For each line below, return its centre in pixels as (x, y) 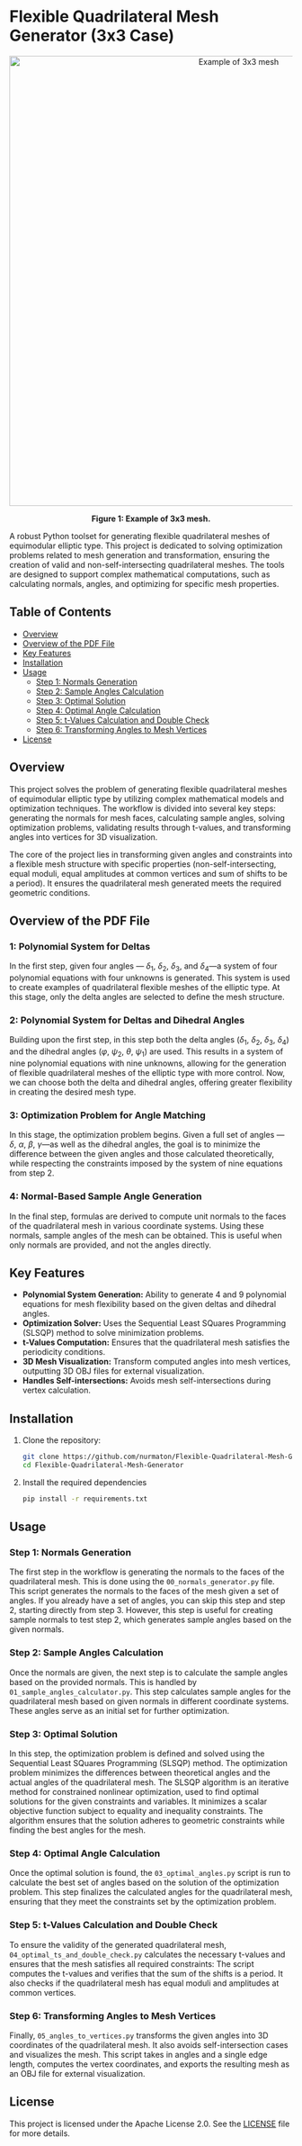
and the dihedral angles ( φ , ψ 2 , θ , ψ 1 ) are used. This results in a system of (147, 1052)
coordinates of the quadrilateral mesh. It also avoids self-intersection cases (149, 2044)
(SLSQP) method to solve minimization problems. (113, 1333)
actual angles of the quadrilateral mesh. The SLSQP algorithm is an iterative (149, 1782)
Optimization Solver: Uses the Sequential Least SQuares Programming (154, 1323)
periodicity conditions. (64, 1352)
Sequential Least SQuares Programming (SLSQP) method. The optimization (148, 1763)
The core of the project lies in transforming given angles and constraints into (151, 854)
